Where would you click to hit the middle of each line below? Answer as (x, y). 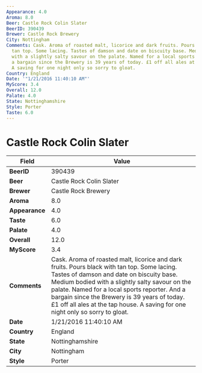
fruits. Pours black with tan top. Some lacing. (114, 267)
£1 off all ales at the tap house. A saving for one (118, 304)
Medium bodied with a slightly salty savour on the (121, 282)
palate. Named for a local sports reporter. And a (118, 289)
